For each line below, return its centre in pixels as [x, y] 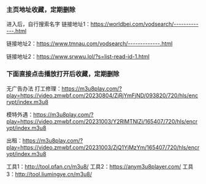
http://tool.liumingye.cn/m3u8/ [54, 174]
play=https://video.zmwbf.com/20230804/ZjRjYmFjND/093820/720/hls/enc [102, 95]
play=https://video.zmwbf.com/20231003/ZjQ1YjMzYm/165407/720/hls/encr [103, 147]
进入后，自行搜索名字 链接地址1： [48, 24]
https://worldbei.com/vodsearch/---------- [144, 24]
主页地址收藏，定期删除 [41, 9]
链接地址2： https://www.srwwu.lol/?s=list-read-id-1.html [78, 57]
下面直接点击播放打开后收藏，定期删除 [63, 74]
